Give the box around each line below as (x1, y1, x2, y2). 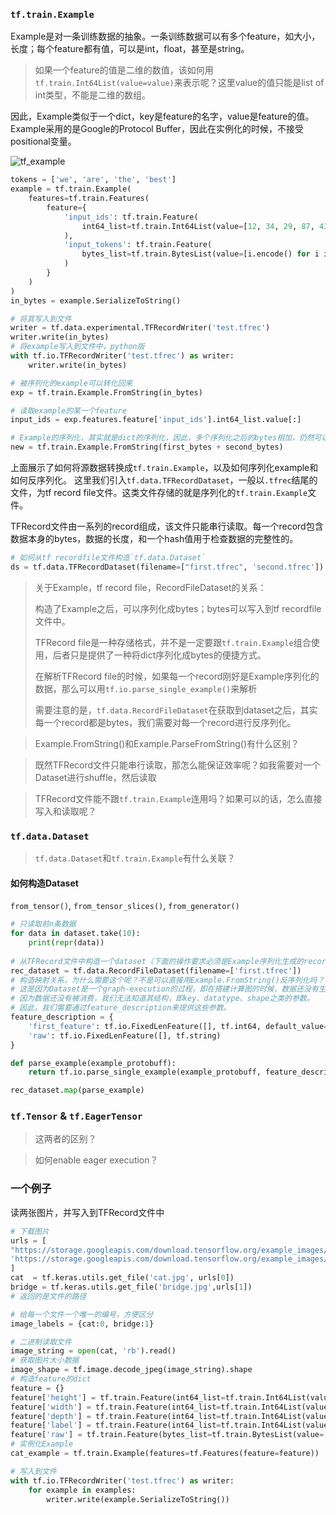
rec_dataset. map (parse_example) (10, 1085, 145, 1096)
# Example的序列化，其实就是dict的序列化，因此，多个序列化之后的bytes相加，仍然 (10, 433, 315, 443)
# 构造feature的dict (10, 1374, 92, 1384)
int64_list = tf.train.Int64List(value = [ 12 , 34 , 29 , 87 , (81, 221, 315, 231)
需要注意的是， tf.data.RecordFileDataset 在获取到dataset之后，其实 (34, 704, 318, 716)
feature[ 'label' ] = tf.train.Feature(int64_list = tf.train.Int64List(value (10, 1420, 329, 1431)
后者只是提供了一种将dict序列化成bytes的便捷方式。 (52, 649, 267, 661)
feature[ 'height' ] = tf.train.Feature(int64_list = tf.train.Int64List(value (10, 1392, 333, 1403)
